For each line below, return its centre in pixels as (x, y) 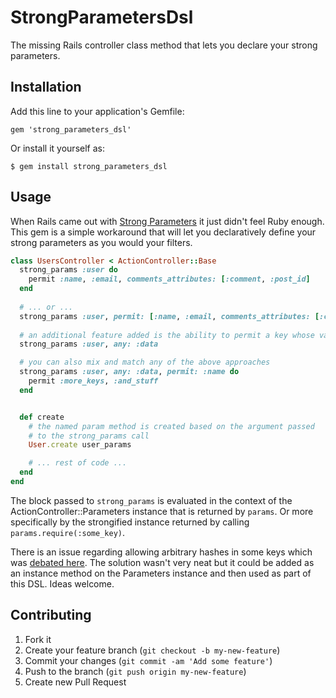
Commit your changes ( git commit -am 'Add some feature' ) (148, 660)
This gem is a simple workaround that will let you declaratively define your (163, 232)
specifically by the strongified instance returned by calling (130, 522)
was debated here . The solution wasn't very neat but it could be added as (162, 562)
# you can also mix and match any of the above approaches (145, 362)
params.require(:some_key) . (68, 532)
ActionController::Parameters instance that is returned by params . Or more (162, 511)
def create (42, 417)
